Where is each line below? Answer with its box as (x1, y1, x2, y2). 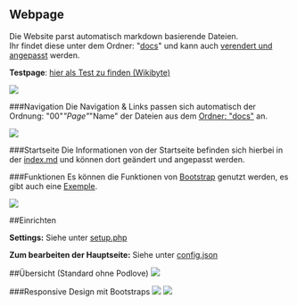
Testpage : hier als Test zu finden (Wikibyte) (9, 67, 171, 78)
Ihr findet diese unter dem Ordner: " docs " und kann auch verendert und (9, 40, 273, 51)
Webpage (9, 7, 64, 22)
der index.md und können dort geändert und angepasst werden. (9, 153, 245, 164)
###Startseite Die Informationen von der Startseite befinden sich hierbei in (9, 145, 284, 155)
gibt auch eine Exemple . (9, 180, 98, 191)
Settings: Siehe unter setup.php (9, 232, 128, 243)
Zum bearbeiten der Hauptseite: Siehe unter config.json (9, 249, 219, 260)
